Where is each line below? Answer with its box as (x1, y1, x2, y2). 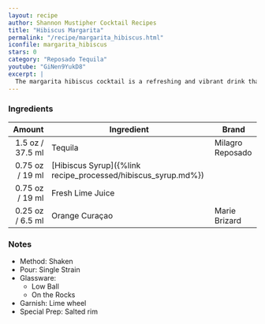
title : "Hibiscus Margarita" (8, 26, 104, 34)
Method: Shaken (19, 257, 73, 266)
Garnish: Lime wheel (19, 299, 87, 308)
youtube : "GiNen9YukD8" (8, 63, 87, 71)
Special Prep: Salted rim (19, 307, 99, 316)
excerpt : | (8, 70, 44, 78)
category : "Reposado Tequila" (8, 56, 108, 64)
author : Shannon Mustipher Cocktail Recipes (8, 19, 157, 27)
